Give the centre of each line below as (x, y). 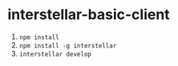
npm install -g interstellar (68, 45)
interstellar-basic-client (89, 15)
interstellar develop (55, 54)
